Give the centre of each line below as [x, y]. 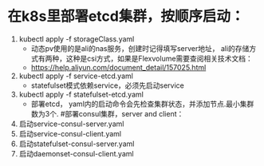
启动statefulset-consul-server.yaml [77, 144]
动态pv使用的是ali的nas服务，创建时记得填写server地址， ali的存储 [140, 48]
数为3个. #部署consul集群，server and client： [107, 113]
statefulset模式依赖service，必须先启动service [108, 85]
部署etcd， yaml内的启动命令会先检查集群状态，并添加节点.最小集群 [142, 104]
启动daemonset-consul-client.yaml [76, 153]
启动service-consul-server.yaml [71, 124]
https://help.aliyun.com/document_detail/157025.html [118, 67]
